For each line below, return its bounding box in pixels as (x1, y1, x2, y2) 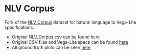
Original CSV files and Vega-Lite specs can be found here (11, 39, 128, 45)
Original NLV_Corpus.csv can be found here (11, 34, 100, 40)
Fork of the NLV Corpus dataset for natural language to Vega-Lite (4, 19, 137, 25)
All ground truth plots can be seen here (11, 44, 91, 50)
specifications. (4, 24, 35, 30)
